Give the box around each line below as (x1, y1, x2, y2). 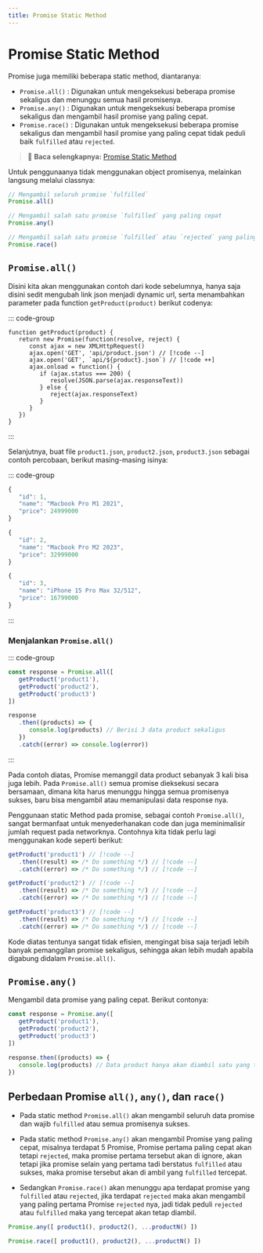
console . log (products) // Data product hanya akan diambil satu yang (18, 1061, 250, 1069)
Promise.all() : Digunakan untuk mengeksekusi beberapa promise (19, 86, 236, 96)
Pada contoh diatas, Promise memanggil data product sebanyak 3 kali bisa (8, 770, 249, 780)
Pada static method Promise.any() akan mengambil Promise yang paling (19, 1134, 253, 1144)
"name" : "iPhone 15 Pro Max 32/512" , (18, 586, 142, 595)
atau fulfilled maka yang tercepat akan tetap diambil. (19, 1208, 197, 1218)
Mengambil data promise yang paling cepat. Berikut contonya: (8, 995, 209, 1005)
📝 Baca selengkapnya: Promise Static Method (27, 152, 178, 161)
